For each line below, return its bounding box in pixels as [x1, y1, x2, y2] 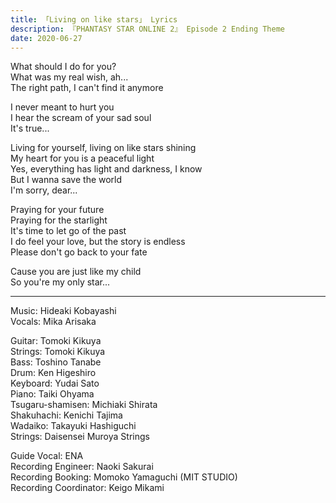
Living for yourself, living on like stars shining [10, 142, 197, 154]
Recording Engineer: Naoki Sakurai [10, 461, 154, 473]
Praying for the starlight [10, 214, 108, 226]
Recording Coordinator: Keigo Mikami [10, 482, 165, 494]
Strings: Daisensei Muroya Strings [10, 431, 150, 443]
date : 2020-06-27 [10, 33, 83, 43]
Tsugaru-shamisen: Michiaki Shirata [10, 399, 158, 411]
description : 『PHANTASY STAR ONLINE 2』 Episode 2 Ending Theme [10, 24, 286, 34]
